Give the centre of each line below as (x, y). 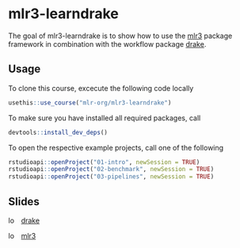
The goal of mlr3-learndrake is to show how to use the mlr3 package (120, 36)
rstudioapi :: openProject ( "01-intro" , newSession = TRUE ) (104, 162)
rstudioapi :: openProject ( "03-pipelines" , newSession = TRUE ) (111, 177)
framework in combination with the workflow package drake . (107, 44)
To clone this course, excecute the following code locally (101, 88)
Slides (24, 202)
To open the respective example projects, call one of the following (116, 147)
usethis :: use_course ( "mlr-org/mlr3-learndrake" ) (90, 103)
